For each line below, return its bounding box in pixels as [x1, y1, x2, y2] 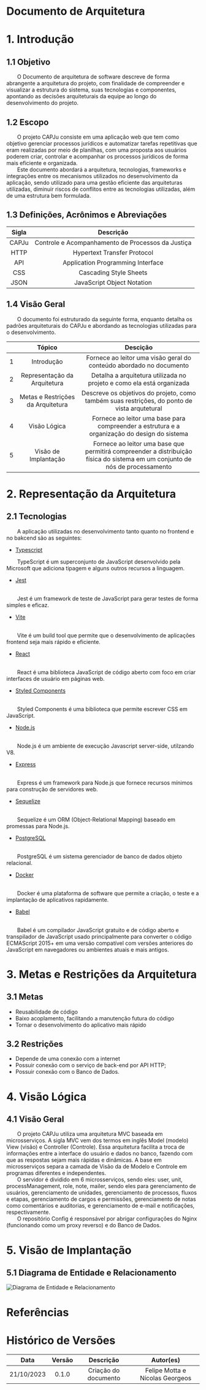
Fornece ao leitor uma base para [91, 414, 186, 422]
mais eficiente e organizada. [6, 160, 78, 166]
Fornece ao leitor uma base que [93, 439, 185, 448]
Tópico [36, 343, 58, 351]
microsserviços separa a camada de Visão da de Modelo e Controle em [6, 1163, 187, 1170]
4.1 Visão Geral [6, 1114, 64, 1125]
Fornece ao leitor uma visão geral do [86, 353, 192, 362]
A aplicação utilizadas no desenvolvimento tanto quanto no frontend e [17, 527, 194, 535]
